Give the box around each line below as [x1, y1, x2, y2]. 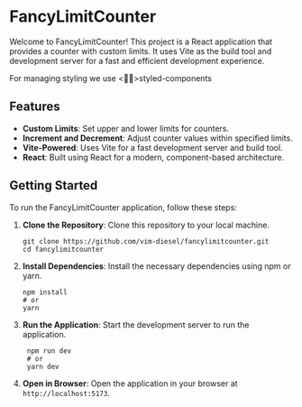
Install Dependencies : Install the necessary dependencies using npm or [22, 260, 291, 272]
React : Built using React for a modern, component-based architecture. [22, 152, 285, 162]
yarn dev [26, 362, 60, 371]
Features [9, 99, 60, 115]
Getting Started [9, 178, 98, 193]
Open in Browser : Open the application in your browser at [22, 377, 238, 389]
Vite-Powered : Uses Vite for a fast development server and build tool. [22, 142, 283, 153]
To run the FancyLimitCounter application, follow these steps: [9, 201, 237, 213]
